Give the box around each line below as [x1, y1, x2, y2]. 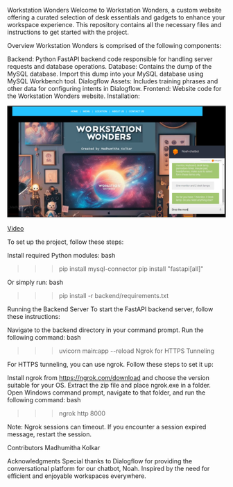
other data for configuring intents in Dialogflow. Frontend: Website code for [7, 85, 222, 92]
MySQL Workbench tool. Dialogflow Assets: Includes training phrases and [7, 77, 218, 85]
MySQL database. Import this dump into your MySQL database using [7, 69, 204, 78]
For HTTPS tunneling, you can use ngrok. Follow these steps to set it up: [7, 360, 214, 368]
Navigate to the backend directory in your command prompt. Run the [7, 326, 204, 334]
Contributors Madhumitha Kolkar [7, 443, 101, 452]
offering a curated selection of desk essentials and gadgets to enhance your [7, 13, 225, 22]
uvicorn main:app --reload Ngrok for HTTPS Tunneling [58, 347, 215, 355]
